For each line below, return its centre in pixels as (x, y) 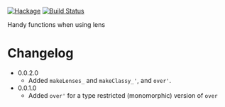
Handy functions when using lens (56, 24)
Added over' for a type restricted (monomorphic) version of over (123, 95)
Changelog (40, 53)
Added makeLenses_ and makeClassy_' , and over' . (100, 80)
